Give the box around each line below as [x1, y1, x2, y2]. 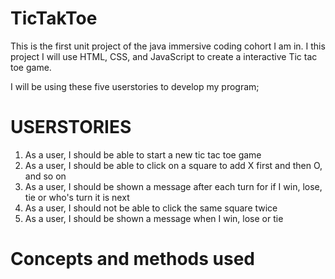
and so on [24, 170, 67, 182]
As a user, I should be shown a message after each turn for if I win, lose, [24, 180, 323, 192]
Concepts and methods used [10, 248, 256, 271]
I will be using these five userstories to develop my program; [10, 80, 260, 92]
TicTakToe [10, 7, 98, 30]
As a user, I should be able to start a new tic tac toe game [24, 148, 262, 161]
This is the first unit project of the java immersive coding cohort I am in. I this [10, 40, 326, 52]
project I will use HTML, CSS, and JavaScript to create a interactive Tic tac [10, 50, 318, 62]
